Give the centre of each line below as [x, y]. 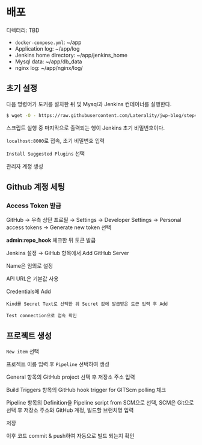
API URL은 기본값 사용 [32, 279]
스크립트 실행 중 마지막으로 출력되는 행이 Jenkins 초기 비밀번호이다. [86, 128]
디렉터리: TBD [23, 30]
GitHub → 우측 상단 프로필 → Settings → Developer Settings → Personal [94, 220]
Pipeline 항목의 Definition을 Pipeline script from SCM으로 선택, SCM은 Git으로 [100, 403]
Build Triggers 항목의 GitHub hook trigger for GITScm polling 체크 [86, 390]
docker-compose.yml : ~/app [48, 42]
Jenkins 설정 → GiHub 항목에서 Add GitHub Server [68, 253]
